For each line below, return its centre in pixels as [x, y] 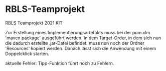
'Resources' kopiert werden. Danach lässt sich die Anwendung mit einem [81, 48]
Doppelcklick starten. [27, 54]
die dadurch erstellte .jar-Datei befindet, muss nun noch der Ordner [75, 43]
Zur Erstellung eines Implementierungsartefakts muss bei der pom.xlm [78, 32]
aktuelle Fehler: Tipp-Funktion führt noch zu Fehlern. [60, 63]
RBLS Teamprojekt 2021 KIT [34, 23]
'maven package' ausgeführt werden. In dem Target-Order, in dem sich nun [83, 38]
